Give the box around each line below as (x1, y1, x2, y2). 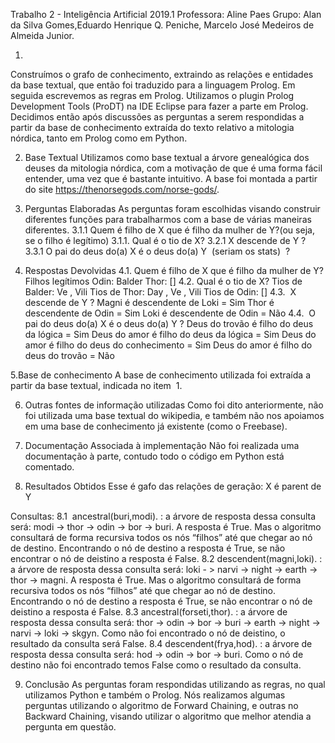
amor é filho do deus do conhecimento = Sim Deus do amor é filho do (24, 339, 313, 351)
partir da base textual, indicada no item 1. (10, 380, 183, 391)
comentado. (24, 461, 75, 473)
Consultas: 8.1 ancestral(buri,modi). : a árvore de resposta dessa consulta (10, 510, 317, 522)
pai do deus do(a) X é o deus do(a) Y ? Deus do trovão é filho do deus (24, 318, 314, 329)
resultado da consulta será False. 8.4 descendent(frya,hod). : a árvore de (10, 638, 313, 649)
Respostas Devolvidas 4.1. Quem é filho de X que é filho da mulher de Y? (24, 265, 324, 276)
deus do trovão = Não (24, 350, 115, 361)
